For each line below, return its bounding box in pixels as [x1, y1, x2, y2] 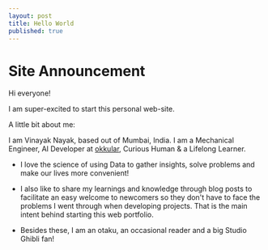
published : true [8, 27, 63, 35]
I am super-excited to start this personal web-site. [8, 104, 176, 114]
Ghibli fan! [19, 234, 55, 244]
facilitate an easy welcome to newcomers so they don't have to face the [19, 193, 261, 202]
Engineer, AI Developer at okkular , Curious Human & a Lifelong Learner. [8, 144, 246, 154]
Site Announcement [8, 61, 146, 80]
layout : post [8, 11, 53, 20]
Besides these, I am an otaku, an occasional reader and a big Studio [19, 226, 247, 235]
